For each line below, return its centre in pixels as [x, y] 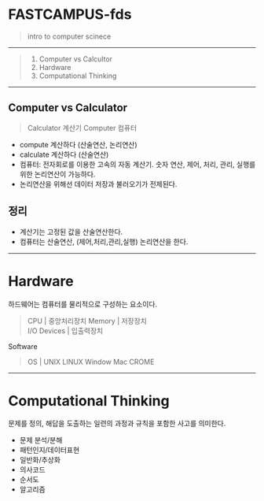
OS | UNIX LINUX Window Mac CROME [91, 362]
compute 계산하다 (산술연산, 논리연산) [78, 144]
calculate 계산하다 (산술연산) [64, 154]
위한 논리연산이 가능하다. [57, 174]
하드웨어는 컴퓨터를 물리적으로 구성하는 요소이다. [83, 304]
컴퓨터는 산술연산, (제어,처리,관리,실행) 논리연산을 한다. [104, 241]
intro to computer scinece [69, 36]
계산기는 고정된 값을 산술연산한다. [71, 232]
